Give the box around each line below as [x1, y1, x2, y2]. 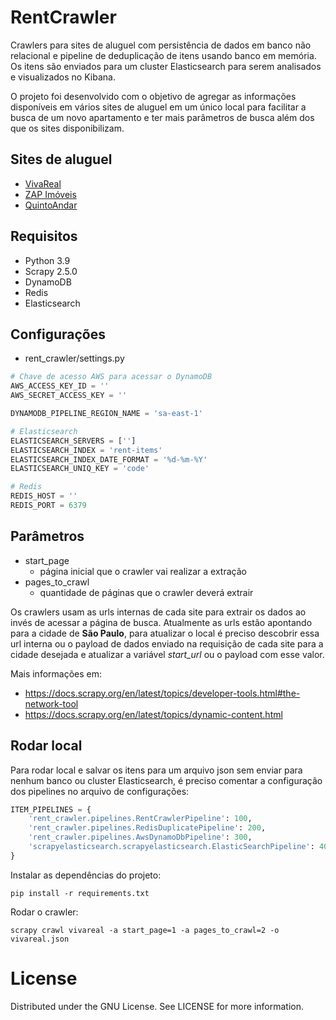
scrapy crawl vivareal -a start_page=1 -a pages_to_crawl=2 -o [10, 925, 280, 935]
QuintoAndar [24, 199, 78, 211]
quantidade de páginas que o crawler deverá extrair [39, 586, 254, 598]
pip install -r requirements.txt [10, 888, 150, 898]
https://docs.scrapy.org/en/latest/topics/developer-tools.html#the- [24, 687, 301, 699]
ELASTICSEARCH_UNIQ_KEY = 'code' [10, 464, 150, 474]
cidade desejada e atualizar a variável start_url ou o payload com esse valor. [10, 648, 325, 660]
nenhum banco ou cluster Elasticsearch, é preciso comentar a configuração [10, 774, 323, 786]
